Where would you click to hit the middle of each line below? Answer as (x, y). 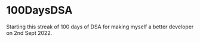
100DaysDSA (39, 10)
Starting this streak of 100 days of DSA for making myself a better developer (100, 27)
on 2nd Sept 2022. (29, 33)
